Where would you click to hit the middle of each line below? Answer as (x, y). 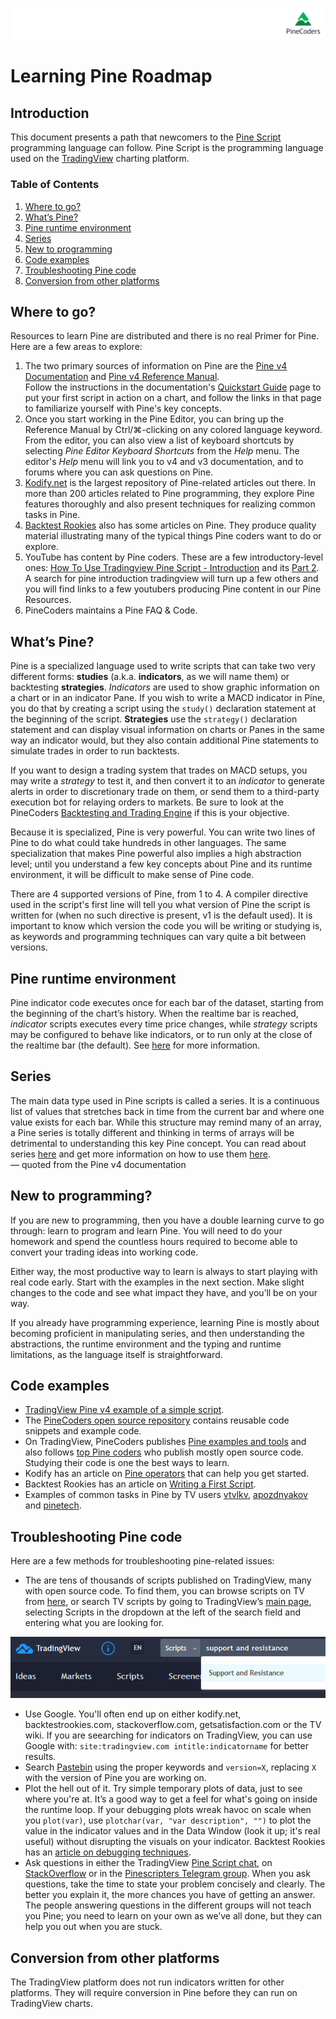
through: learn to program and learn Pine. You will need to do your (146, 1230)
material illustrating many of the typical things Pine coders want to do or (173, 536)
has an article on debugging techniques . (108, 1852)
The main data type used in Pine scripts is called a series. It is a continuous (165, 1100)
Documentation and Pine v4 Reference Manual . (122, 377)
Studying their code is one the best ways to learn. (127, 1463)
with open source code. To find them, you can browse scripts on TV (164, 1591)
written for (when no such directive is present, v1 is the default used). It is (161, 915)
